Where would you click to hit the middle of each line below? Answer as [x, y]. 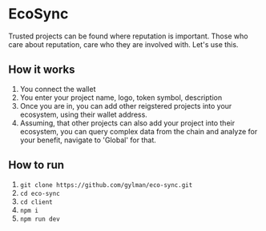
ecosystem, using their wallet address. [84, 114]
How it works [42, 70]
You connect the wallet [58, 89]
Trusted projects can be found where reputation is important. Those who [128, 36]
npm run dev [40, 219]
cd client [36, 202]
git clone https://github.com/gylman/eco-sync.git [106, 185]
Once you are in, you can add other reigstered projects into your [126, 106]
